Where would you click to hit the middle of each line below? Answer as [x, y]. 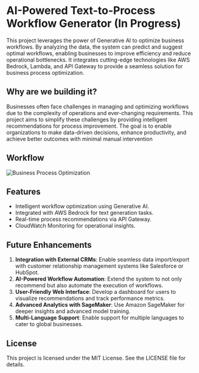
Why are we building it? [52, 92]
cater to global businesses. [49, 324]
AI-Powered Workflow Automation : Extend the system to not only [99, 279]
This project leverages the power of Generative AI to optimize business [95, 40]
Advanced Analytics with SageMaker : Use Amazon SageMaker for [100, 305]
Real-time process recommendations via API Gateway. [83, 219]
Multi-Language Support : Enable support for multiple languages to [100, 318]
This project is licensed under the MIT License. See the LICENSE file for [96, 358]
